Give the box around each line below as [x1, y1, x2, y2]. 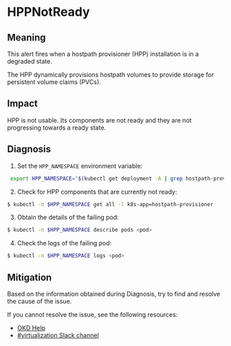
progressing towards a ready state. [7, 123, 107, 132]
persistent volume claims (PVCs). [7, 78, 101, 86]
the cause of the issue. [7, 297, 72, 305]
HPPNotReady [7, 4, 91, 20]
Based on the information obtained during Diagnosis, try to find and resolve [7, 289, 221, 298]
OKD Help [16, 323, 46, 332]
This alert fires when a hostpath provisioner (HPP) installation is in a [7, 50, 199, 58]
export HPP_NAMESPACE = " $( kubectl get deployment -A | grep [10, 175, 184, 182]
